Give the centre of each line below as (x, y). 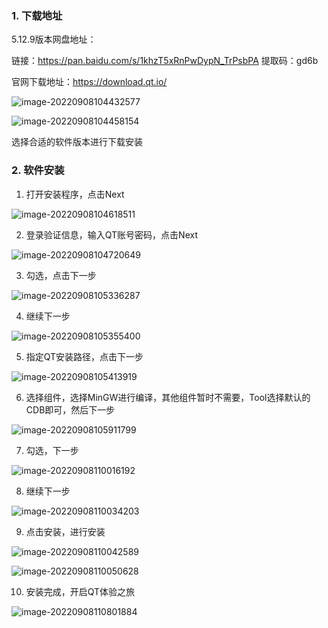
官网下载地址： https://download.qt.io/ (89, 82)
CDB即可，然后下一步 (70, 409)
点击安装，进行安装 (65, 531)
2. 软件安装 (38, 170)
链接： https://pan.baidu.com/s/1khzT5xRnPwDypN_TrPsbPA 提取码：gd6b (165, 61)
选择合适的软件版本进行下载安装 (77, 142)
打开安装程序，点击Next (75, 194)
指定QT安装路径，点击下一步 (84, 356)
